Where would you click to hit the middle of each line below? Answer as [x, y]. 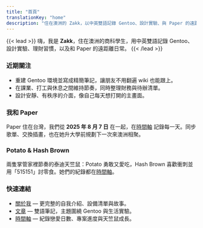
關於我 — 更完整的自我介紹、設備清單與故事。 [72, 203]
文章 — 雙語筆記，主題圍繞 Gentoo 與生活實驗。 [75, 211]
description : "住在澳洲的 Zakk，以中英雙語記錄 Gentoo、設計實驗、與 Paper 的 [98, 23]
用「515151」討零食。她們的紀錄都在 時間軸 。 [62, 172]
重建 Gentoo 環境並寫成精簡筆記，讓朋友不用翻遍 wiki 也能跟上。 [95, 80]
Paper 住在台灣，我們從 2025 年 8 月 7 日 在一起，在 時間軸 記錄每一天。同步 [101, 126]
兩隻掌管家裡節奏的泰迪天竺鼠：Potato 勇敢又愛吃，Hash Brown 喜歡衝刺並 [100, 164]
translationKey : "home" [36, 18]
